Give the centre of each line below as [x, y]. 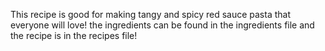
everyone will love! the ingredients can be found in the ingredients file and [162, 25]
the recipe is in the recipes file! [74, 35]
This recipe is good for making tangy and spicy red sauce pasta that [151, 14]
